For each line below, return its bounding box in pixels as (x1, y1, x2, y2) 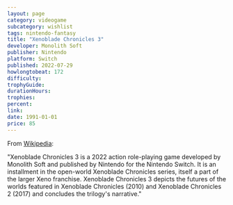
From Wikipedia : (7, 139, 54, 147)
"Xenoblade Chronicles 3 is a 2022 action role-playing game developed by (7, 152, 221, 161)
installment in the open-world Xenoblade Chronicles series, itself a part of (7, 167, 219, 176)
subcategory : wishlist (7, 23, 73, 30)
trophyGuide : (7, 81, 45, 88)
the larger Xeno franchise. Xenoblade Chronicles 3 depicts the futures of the (7, 174, 227, 183)
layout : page (7, 10, 45, 17)
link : (7, 107, 23, 114)
